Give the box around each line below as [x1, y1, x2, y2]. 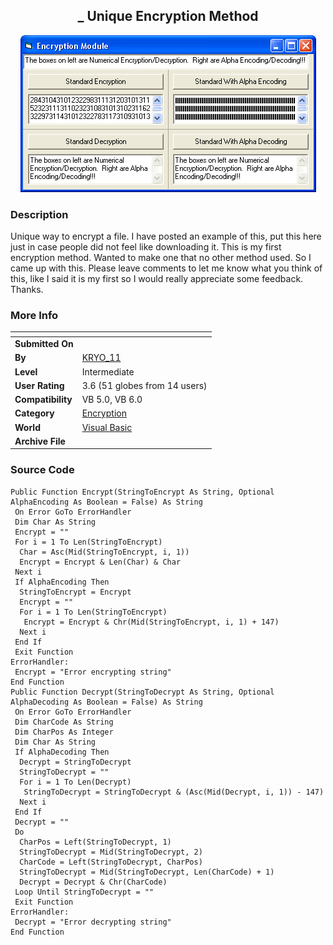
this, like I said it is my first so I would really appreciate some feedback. [10, 273, 304, 285]
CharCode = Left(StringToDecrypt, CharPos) [19, 857, 203, 867]
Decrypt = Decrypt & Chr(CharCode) [19, 877, 168, 887]
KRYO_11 [81, 352, 122, 364]
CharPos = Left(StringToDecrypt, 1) [19, 837, 172, 847]
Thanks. [10, 284, 44, 296]
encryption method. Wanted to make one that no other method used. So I [10, 252, 312, 264]
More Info [10, 309, 59, 323]
